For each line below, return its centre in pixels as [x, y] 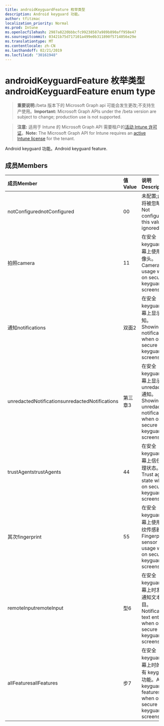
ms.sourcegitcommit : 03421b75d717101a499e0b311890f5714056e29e [71, 37]
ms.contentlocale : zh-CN [30, 46]
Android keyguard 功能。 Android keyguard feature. [56, 149]
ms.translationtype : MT [29, 41]
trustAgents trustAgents [34, 472]
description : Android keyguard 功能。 [43, 14]
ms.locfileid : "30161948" [31, 55]
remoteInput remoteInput [35, 608]
